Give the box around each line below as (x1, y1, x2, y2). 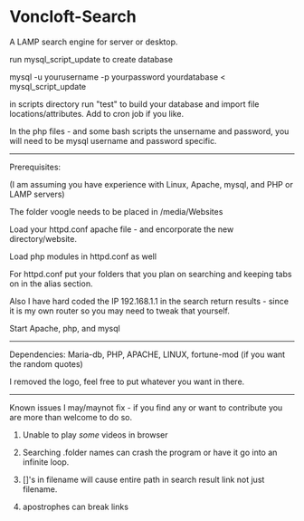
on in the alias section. (9, 278, 93, 289)
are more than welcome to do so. (9, 411, 133, 422)
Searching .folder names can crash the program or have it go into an (22, 447, 278, 458)
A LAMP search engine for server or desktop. (9, 36, 178, 47)
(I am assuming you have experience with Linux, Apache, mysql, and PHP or (9, 178, 294, 189)
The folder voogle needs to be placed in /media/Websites (9, 206, 223, 217)
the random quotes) (9, 358, 83, 369)
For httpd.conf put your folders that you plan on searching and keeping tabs (9, 268, 292, 279)
